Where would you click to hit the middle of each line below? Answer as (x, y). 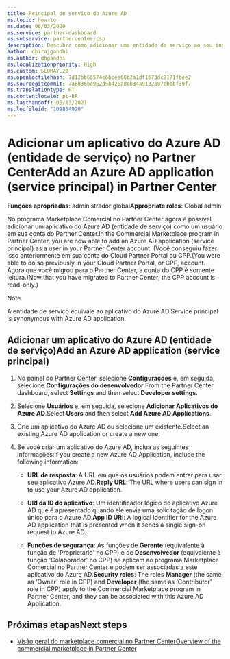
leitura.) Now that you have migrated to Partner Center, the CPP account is (111, 277)
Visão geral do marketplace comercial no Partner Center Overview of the (119, 641)
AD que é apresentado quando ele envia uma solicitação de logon (120, 510)
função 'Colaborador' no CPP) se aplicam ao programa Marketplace (123, 560)
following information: (48, 462)
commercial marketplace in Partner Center (77, 649)
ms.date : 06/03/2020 (37, 26)
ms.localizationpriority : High (52, 64)
